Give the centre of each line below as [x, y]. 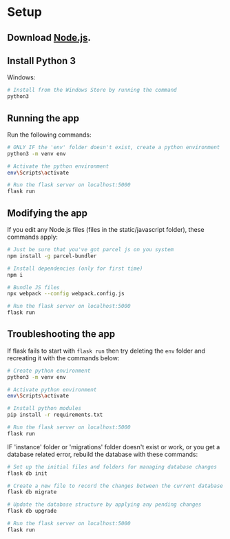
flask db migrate [32, 492]
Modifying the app [48, 213]
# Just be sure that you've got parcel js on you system [91, 250]
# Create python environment [49, 371]
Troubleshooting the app [61, 334]
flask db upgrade [32, 511]
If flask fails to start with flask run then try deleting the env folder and [106, 351]
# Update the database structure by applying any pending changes [104, 504]
